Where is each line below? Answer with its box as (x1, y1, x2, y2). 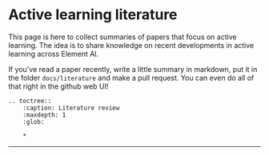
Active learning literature (8, 6, 178, 24)
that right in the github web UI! (8, 81, 109, 91)
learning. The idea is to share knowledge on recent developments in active (8, 40, 255, 50)
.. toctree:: (8, 97, 52, 105)
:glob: (22, 117, 45, 125)
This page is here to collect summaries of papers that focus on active (8, 32, 238, 42)
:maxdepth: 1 (22, 110, 66, 119)
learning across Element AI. (8, 49, 99, 58)
